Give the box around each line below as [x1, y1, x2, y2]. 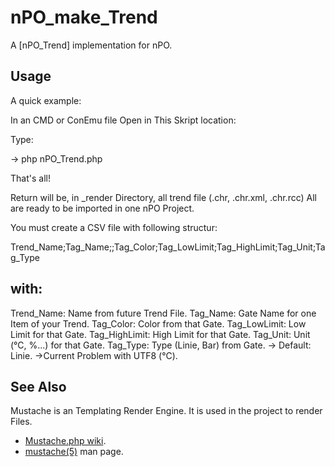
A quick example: [10, 94, 82, 106]
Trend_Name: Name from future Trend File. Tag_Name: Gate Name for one [10, 307, 317, 319]
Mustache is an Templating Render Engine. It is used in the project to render [10, 405, 323, 417]
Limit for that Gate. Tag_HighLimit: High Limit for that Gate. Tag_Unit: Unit [10, 328, 311, 340]
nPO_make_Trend [10, 6, 158, 29]
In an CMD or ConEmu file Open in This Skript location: [10, 114, 237, 126]
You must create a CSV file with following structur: [10, 221, 218, 233]
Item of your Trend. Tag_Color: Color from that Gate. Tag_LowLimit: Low [10, 317, 307, 330]
